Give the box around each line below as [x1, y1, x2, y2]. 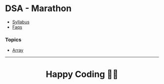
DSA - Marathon [5, 3, 72, 14]
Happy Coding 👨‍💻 [45, 69, 119, 80]
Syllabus [12, 19, 30, 25]
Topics [5, 36, 22, 43]
